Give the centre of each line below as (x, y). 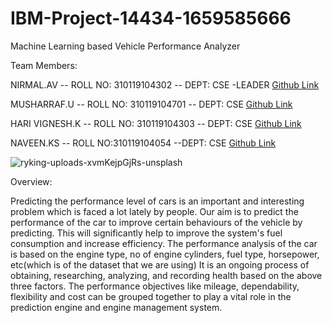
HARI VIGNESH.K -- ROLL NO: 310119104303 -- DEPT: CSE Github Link (156, 123)
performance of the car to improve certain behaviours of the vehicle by (156, 222)
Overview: (31, 181)
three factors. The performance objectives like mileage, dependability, (155, 286)
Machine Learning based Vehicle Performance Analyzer (125, 46)
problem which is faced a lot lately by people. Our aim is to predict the (154, 211)
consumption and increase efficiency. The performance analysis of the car (164, 243)
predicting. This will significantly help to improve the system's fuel (146, 233)
